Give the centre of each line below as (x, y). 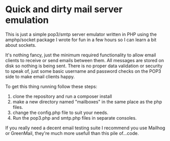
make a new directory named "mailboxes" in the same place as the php (87, 102)
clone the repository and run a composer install (62, 96)
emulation (27, 20)
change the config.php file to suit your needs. (60, 112)
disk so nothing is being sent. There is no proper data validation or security (84, 66)
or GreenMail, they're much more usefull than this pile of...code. (72, 133)
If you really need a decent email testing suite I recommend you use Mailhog (85, 128)
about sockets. (21, 45)
